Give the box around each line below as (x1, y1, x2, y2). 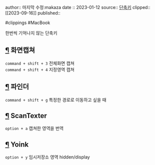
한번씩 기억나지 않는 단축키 (5, 30, 57, 36)
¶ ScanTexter (5, 111, 47, 120)
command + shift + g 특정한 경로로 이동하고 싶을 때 (5, 96, 106, 102)
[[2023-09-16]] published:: (5, 10, 61, 16)
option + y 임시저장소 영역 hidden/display (5, 154, 90, 160)
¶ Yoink (5, 140, 29, 148)
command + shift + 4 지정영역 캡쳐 (5, 66, 75, 72)
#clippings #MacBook (5, 19, 50, 25)
